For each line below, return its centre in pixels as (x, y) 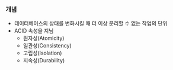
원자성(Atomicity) (44, 38)
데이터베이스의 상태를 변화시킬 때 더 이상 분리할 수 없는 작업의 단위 (91, 23)
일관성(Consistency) (47, 46)
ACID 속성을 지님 (34, 31)
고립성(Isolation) (42, 53)
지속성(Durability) (44, 61)
